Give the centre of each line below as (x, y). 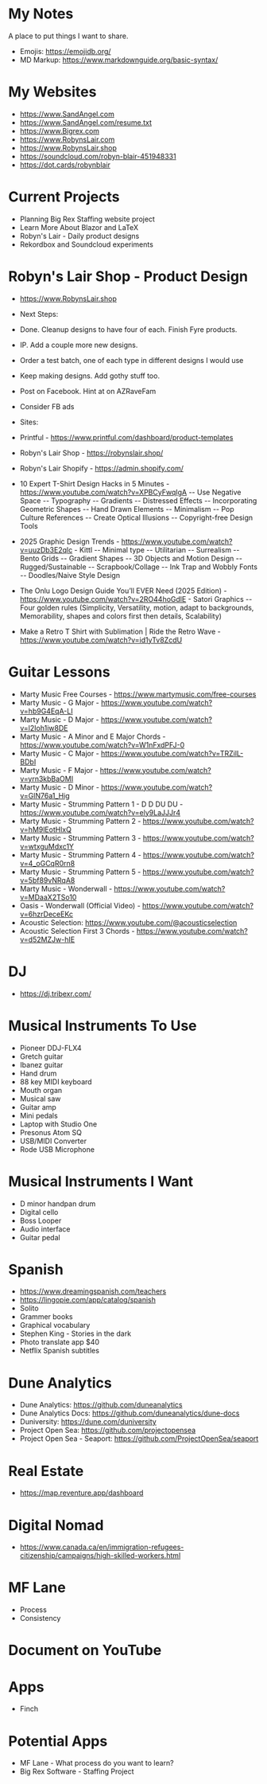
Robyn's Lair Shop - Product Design (128, 276)
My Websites (52, 92)
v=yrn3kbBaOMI (46, 779)
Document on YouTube (85, 1651)
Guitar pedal (40, 1237)
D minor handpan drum (58, 1204)
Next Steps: (39, 314)
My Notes (41, 14)
